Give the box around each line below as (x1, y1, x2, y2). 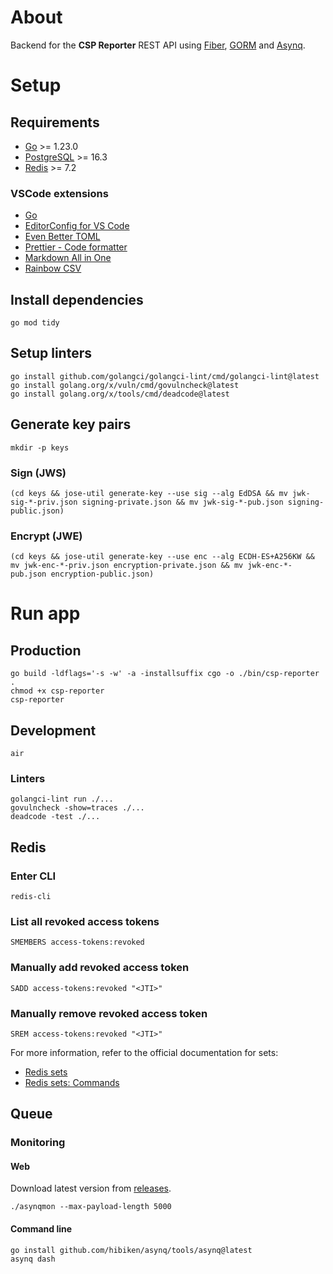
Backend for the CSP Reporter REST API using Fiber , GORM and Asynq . (10, 39, 306, 51)
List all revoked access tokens (10, 914, 160, 928)
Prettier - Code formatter (24, 241, 128, 253)
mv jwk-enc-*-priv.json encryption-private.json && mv (10, 561, 244, 571)
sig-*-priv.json (10, 497, 78, 507)
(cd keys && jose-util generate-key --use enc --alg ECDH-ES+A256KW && (10, 552, 315, 562)
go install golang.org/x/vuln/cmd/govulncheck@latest (10, 380, 240, 390)
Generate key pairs (10, 416, 132, 433)
